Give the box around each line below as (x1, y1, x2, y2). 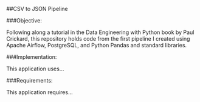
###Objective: (6, 17, 43, 24)
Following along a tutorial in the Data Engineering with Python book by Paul (6, 29, 195, 36)
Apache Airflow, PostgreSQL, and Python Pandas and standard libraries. (6, 42, 187, 49)
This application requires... (6, 89, 73, 96)
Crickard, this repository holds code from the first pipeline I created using (6, 35, 190, 42)
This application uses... (6, 65, 64, 72)
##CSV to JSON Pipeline (6, 5, 68, 12)
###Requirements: (6, 77, 53, 84)
